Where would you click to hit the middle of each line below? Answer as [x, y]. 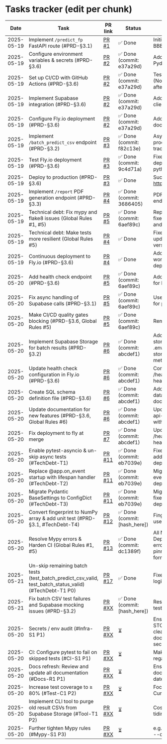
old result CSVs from [53, 707]
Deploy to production [53, 177]
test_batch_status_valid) [57, 584]
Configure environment [56, 54]
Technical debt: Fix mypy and [63, 212]
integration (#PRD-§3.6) [57, 104]
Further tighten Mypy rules [60, 728]
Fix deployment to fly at [56, 433]
